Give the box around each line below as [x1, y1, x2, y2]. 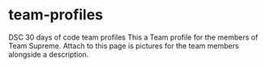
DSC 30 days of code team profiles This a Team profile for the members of [8, 32, 259, 42]
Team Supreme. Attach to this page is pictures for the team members [8, 40, 239, 50]
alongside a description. [8, 49, 89, 59]
